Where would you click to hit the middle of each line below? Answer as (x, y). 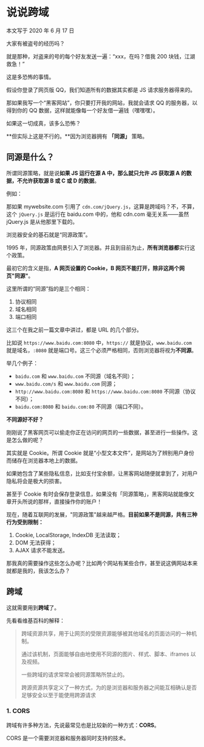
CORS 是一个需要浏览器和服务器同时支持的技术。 (68, 738)
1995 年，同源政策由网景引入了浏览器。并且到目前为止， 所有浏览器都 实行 (98, 248)
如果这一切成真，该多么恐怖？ (43, 123)
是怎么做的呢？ (25, 440)
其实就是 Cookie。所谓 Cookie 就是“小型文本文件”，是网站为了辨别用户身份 (100, 453)
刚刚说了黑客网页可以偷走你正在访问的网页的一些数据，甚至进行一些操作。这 (102, 432)
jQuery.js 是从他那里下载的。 (42, 221)
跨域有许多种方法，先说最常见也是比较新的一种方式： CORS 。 (83, 725)
